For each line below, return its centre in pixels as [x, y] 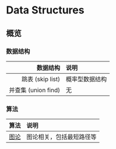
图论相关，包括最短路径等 [62, 137]
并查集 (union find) [34, 90]
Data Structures [45, 10]
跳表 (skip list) [41, 79]
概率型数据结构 [86, 79]
